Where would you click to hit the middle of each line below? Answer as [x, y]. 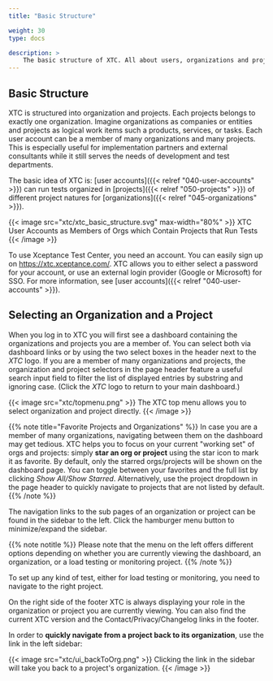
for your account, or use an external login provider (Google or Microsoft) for [135, 272]
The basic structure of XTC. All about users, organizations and [136, 61]
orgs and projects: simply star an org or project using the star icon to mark [134, 453]
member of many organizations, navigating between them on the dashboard [136, 435]
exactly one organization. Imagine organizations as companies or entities [131, 121]
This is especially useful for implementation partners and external [118, 147]
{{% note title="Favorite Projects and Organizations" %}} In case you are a [133, 427]
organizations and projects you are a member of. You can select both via [130, 343]
